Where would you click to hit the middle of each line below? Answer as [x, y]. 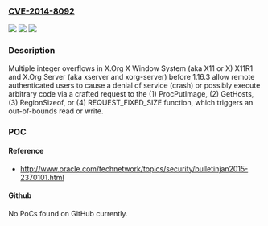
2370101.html [42, 177]
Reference [26, 151]
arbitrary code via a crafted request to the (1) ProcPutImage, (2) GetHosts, [131, 93]
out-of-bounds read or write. [56, 111]
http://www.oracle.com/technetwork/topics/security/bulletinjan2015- [134, 168]
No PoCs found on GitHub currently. [68, 213]
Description [32, 51]
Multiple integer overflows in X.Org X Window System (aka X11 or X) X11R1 [131, 68]
